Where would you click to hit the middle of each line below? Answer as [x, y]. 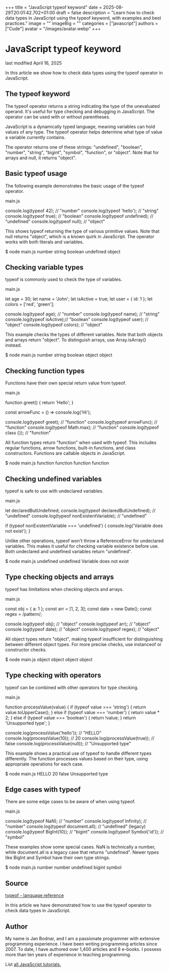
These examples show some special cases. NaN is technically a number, [80, 847]
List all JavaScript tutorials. [33, 964]
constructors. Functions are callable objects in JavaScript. [65, 453]
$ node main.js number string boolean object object [59, 355]
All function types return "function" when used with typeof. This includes [81, 442]
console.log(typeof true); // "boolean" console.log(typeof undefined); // [79, 216]
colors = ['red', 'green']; [30, 304]
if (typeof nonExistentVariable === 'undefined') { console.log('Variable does [84, 526]
